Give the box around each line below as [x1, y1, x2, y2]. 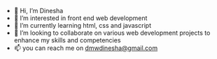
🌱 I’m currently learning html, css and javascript [13, 22, 152, 29]
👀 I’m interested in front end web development [13, 14, 148, 22]
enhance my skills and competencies [13, 36, 121, 44]
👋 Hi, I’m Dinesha [13, 7, 64, 15]
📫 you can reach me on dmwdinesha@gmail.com [13, 44, 158, 52]
